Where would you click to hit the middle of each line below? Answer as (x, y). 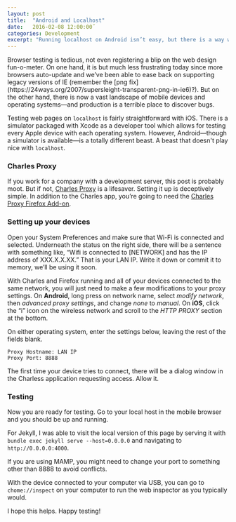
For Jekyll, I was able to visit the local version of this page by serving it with (117, 433)
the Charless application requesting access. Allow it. (83, 378)
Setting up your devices (49, 222)
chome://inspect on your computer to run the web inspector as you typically (117, 490)
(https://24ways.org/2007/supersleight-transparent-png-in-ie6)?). (103, 90)
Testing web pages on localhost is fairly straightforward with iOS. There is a (118, 118)
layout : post (26, 14)
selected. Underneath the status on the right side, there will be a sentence (114, 245)
